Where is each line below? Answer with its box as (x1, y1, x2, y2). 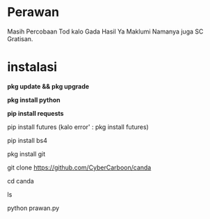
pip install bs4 (7, 136, 47, 144)
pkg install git (7, 149, 46, 158)
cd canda (7, 176, 35, 185)
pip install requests (7, 109, 64, 117)
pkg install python (7, 96, 60, 104)
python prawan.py (7, 204, 60, 212)
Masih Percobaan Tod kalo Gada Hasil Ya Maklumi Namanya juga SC (7, 27, 204, 36)
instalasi (7, 59, 58, 75)
